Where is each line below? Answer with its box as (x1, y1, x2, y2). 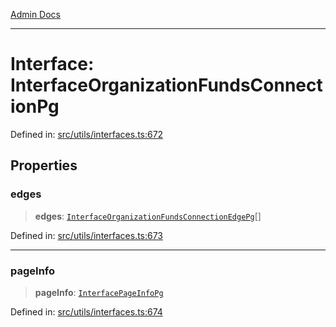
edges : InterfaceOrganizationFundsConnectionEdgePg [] (34, 210, 262, 222)
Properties (10, 157, 78, 174)
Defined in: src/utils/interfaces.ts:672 (10, 128, 164, 140)
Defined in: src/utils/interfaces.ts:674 (10, 305, 163, 318)
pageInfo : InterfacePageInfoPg (34, 286, 164, 298)
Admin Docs (10, 9, 61, 20)
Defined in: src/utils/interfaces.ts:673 (10, 229, 164, 241)
